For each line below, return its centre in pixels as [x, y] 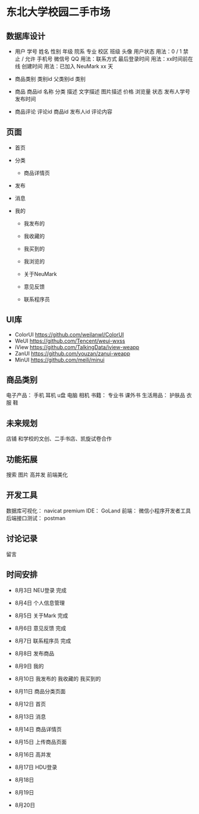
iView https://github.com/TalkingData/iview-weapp [77, 347]
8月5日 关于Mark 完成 [41, 615]
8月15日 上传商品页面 [41, 741]
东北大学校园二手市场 [59, 12]
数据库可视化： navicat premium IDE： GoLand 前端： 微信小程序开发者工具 [99, 510]
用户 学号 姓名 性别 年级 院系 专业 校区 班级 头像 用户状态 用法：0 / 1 [98, 51]
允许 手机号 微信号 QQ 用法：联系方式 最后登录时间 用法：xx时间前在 [109, 59]
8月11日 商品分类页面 [40, 691]
